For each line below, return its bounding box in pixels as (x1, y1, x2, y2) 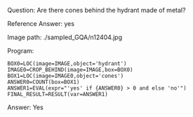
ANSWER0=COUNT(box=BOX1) (7, 78, 80, 85)
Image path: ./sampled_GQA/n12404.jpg (7, 33, 123, 41)
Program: (7, 47, 34, 55)
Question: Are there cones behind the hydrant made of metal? (7, 6, 186, 14)
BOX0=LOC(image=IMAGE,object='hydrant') (7, 60, 128, 67)
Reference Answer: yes (7, 20, 75, 27)
